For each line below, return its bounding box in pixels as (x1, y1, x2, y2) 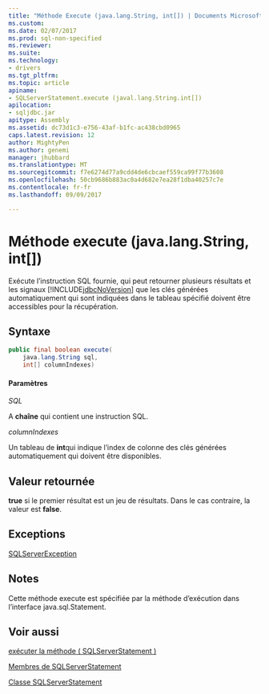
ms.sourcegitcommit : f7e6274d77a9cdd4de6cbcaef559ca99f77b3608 (8, 168, 224, 177)
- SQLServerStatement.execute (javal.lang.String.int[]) (8, 94, 203, 102)
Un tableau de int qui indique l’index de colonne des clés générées (8, 443, 227, 453)
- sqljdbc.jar (8, 109, 56, 117)
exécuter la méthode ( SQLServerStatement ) (8, 647, 157, 656)
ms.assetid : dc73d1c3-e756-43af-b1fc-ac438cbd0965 (8, 124, 181, 132)
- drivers (8, 64, 42, 72)
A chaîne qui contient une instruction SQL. (8, 412, 149, 421)
